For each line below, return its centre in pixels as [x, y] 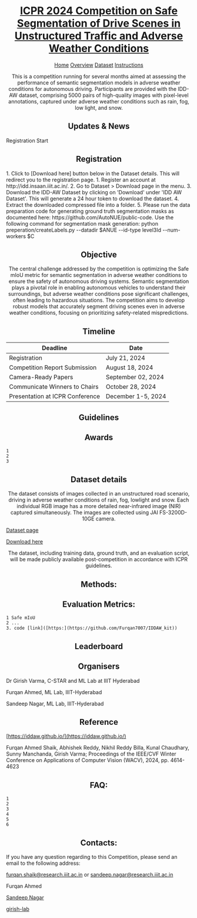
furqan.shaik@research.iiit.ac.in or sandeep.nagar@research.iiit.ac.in [90, 875]
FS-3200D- [173, 513]
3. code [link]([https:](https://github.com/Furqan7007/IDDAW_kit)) [92, 628]
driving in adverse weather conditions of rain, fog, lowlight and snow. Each [99, 500]
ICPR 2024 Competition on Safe [99, 11]
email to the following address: [43, 863]
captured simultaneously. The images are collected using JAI [84, 513]
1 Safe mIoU [21, 618]
